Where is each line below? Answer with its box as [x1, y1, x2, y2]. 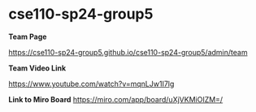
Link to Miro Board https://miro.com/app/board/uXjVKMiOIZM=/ [8, 94, 223, 104]
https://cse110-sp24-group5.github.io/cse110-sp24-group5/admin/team [8, 47, 248, 57]
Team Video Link [8, 62, 67, 73]
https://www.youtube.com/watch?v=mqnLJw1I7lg [8, 79, 175, 88]
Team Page [8, 32, 47, 41]
